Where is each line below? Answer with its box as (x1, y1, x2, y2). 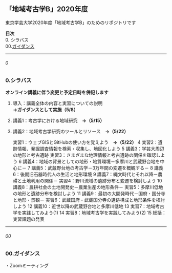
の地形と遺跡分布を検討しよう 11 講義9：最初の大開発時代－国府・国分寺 (12, 191, 165, 197)
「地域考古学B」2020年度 (5, 5, 88, 14)
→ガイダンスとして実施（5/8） (12, 107, 78, 113)
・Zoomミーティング (5, 262, 49, 268)
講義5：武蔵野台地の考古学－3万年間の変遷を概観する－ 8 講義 (31, 165, 164, 171)
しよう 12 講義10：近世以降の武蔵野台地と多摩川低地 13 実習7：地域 (12, 203, 156, 209)
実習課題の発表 (12, 216, 45, 222)
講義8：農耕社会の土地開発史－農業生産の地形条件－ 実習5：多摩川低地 (12, 184, 163, 191)
